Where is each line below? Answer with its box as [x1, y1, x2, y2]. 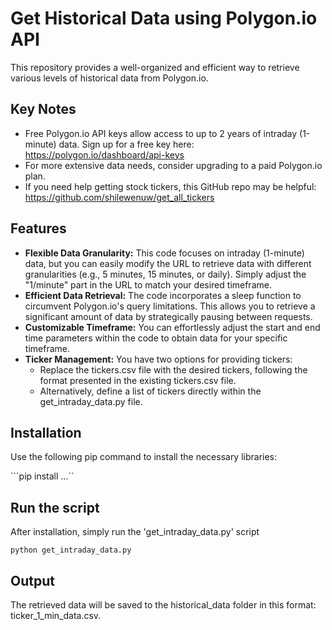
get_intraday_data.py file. [39, 395, 143, 407]
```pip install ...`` [10, 470, 75, 482]
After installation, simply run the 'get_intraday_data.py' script [10, 526, 260, 538]
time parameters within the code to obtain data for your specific [24, 332, 288, 344]
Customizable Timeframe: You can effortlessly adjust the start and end [24, 321, 321, 333]
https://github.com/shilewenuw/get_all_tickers [24, 191, 215, 203]
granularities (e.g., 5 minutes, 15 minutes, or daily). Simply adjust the [24, 268, 307, 280]
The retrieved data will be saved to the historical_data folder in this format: [10, 599, 317, 611]
